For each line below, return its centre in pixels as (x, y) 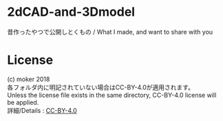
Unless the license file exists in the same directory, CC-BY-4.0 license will (112, 95)
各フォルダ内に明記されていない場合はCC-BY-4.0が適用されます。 (101, 87)
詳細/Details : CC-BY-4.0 (42, 110)
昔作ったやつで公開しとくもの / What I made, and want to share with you (110, 32)
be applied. (23, 102)
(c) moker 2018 (29, 79)
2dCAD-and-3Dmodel (71, 12)
